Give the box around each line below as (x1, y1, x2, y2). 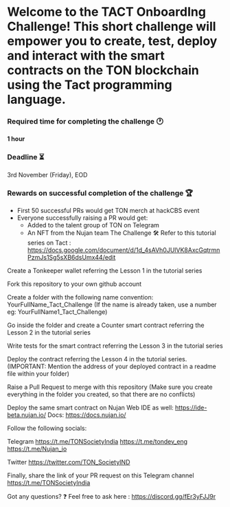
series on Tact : (27, 238, 71, 247)
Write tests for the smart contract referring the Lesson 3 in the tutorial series (7, 341, 223, 350)
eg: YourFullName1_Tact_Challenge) (7, 308, 108, 316)
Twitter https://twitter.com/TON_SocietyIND (7, 458, 130, 466)
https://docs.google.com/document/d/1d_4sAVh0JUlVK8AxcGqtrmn (27, 246, 220, 254)
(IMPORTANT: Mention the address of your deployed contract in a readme (7, 362, 216, 371)
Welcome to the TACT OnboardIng (7, 4, 206, 20)
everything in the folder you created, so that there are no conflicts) (7, 390, 196, 398)
